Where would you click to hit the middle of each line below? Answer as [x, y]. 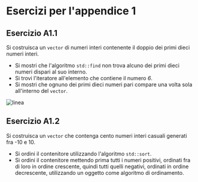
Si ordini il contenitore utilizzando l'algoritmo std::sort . [83, 153]
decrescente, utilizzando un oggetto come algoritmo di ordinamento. [99, 172]
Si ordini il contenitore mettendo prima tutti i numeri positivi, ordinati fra [103, 160]
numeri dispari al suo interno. [51, 72]
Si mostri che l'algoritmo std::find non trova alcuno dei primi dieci [97, 65]
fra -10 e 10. [21, 142]
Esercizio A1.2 [33, 121]
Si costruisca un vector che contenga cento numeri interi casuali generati [97, 135]
